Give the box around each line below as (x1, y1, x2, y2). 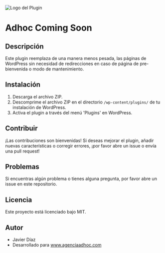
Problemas (5, 162, 40, 171)
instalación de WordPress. (12, 104, 66, 110)
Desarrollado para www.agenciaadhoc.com (12, 242, 102, 248)
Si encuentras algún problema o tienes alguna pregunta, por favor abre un (5, 175, 157, 182)
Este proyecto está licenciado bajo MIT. (5, 209, 86, 215)
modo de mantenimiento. (32, 66, 84, 72)
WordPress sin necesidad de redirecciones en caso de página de (5, 60, 139, 66)
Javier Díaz (12, 236, 36, 242)
